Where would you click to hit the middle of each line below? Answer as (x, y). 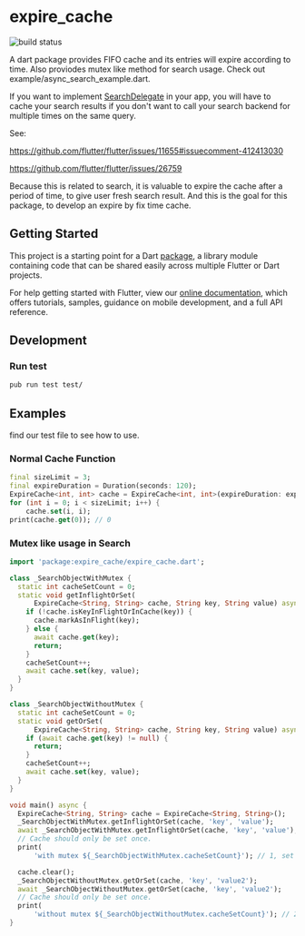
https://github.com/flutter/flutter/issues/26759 (96, 168)
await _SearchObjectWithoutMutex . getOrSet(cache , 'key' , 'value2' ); (150, 889)
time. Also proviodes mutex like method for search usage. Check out (138, 69)
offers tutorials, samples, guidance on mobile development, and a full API (146, 302)
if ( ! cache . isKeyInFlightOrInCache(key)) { (109, 612)
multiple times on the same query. (73, 115)
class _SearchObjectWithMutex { (70, 578)
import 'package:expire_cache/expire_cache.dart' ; (107, 562)
